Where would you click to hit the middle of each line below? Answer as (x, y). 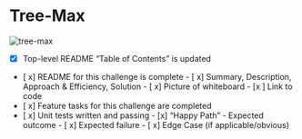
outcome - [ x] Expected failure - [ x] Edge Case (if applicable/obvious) (156, 125)
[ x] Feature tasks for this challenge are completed (117, 106)
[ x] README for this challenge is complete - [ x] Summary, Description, (157, 77)
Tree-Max (47, 16)
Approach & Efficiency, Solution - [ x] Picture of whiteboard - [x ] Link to (157, 86)
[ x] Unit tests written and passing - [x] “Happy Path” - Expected (143, 115)
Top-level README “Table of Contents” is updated (117, 58)
